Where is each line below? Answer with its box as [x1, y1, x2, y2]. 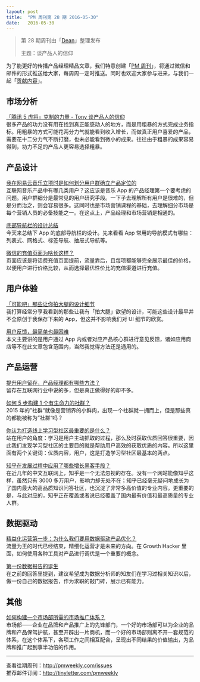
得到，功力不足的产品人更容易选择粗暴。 [6, 143, 105, 150]
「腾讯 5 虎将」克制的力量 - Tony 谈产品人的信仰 [6, 113, 125, 121]
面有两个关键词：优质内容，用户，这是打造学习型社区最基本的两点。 [6, 449, 173, 456]
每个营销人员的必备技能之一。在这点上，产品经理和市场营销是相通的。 [6, 209, 179, 216]
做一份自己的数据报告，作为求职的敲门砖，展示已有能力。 [6, 578, 147, 585]
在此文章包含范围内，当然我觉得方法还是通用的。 [21, 342, 142, 350]
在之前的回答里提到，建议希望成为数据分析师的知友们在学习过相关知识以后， [6, 570, 194, 578]
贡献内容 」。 [17, 77, 46, 84]
